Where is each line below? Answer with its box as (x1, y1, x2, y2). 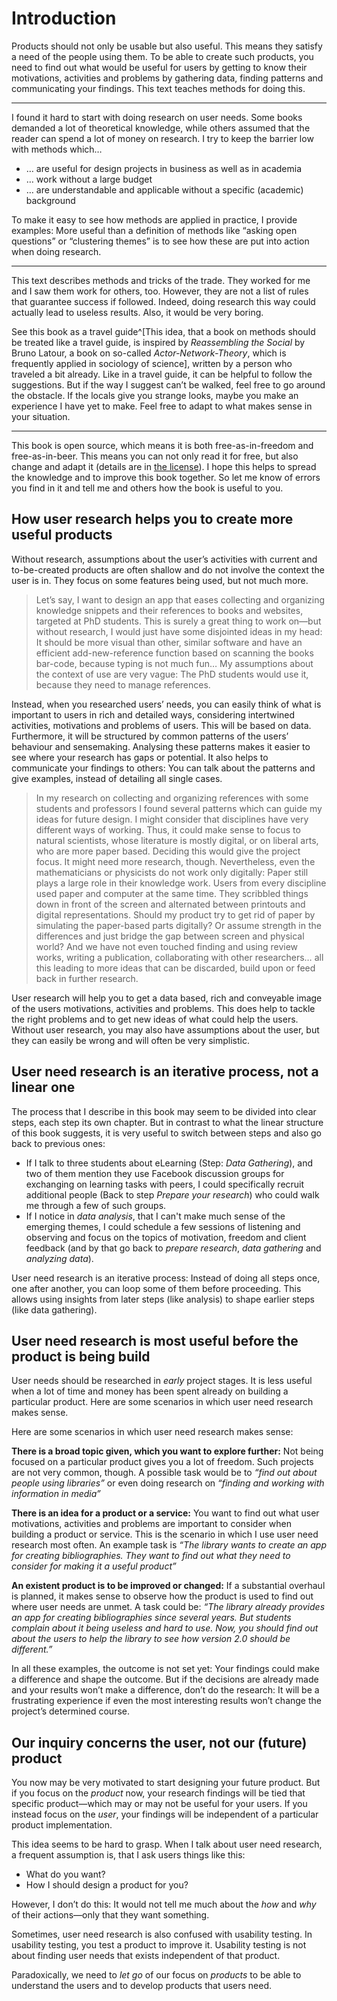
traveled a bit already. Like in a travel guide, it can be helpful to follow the (11, 368, 313, 380)
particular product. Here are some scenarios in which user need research (11, 1396, 314, 1408)
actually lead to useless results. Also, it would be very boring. (11, 306, 264, 318)
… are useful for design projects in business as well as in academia (25, 162, 303, 174)
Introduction (11, 7, 117, 30)
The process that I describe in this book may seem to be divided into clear (11, 1105, 317, 1117)
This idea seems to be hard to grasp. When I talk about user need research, (11, 1838, 323, 1851)
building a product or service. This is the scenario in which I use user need (11, 1528, 319, 1541)
